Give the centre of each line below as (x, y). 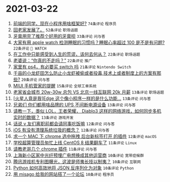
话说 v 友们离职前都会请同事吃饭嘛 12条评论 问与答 (64, 123)
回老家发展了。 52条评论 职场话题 (45, 30)
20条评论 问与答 (36, 80)
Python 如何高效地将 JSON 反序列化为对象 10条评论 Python (73, 168)
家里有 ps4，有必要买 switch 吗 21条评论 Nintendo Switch (72, 67)
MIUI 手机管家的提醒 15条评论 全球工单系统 (55, 85)
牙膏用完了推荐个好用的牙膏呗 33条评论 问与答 (59, 36)
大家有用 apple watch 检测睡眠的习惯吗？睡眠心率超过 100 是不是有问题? (89, 42)
